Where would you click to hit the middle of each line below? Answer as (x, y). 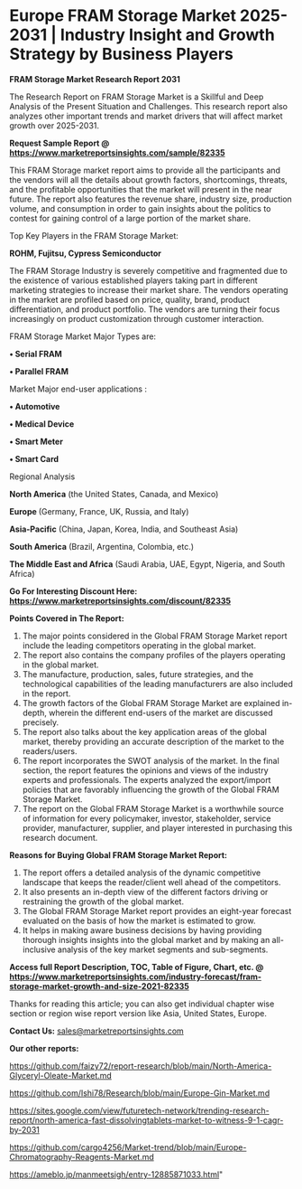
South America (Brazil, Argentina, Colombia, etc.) (102, 546)
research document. (60, 837)
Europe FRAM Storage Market (123, 16)
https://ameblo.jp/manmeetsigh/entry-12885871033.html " (116, 1174)
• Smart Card (34, 458)
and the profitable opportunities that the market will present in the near (141, 189)
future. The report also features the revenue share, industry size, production (151, 199)
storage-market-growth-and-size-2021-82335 (99, 986)
